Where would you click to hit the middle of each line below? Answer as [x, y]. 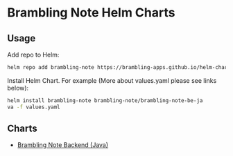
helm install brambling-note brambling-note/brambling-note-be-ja [105, 100]
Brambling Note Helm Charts [91, 13]
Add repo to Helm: [33, 55]
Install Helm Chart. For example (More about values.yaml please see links [112, 80]
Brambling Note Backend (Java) [63, 145]
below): [18, 88]
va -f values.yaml [34, 107]
